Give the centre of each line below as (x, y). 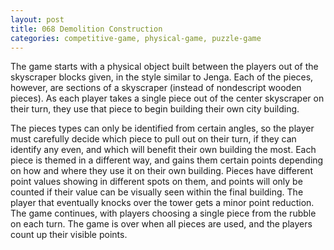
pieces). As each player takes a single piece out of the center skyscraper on (167, 98)
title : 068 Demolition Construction (86, 29)
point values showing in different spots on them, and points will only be (156, 182)
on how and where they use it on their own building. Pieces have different (161, 171)
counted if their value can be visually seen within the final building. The (157, 192)
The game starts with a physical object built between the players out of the (164, 67)
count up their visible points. (69, 235)
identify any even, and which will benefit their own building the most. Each (163, 150)
